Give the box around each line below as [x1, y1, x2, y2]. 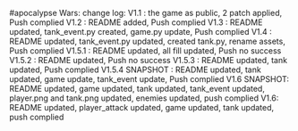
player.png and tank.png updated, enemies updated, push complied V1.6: [9, 93, 279, 103]
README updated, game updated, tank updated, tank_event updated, [9, 84, 266, 94]
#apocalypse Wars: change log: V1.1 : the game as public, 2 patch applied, [9, 8, 283, 18]
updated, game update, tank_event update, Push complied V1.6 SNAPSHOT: [9, 74, 289, 84]
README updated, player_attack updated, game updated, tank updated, [9, 102, 275, 112]
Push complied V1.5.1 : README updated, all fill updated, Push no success [9, 45, 282, 56]
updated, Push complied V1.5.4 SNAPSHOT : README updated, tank [9, 64, 261, 75]
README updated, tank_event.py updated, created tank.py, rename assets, [9, 36, 286, 46]
